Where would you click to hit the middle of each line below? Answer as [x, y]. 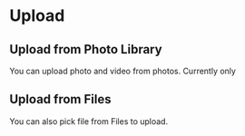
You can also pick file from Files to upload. [89, 121]
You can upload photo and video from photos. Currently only [122, 71]
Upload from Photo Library [86, 49]
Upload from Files [60, 99]
